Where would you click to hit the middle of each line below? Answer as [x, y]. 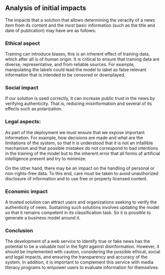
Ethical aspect [23, 43]
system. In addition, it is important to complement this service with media [79, 262]
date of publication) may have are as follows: [50, 30]
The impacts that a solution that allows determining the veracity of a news [80, 20]
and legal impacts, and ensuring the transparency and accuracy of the [76, 257]
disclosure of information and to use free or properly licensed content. [76, 178]
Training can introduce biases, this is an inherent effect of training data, [78, 54]
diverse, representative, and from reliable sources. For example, [70, 65]
